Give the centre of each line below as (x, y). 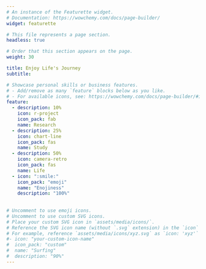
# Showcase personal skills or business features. (72, 85)
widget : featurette (31, 23)
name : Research (37, 125)
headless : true (26, 41)
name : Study (32, 148)
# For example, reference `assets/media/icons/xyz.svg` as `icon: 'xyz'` (103, 233)
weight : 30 (20, 57)
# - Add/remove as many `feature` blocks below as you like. (86, 91)
